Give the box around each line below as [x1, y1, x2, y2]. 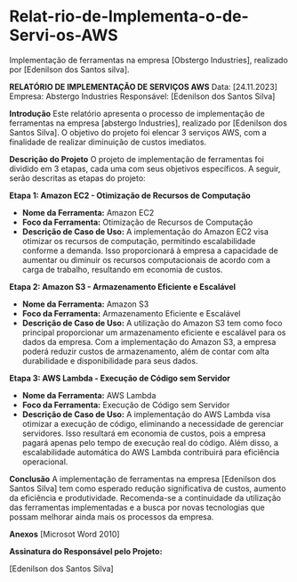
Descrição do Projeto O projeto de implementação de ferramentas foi [9, 153, 265, 164]
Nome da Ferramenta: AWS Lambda [21, 389, 157, 400]
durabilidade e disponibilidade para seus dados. [21, 355, 198, 366]
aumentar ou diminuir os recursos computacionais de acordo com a [21, 254, 271, 265]
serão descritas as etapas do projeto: [9, 172, 146, 184]
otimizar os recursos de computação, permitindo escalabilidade [21, 235, 256, 246]
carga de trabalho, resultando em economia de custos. [21, 264, 223, 275]
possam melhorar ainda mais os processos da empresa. [9, 511, 214, 522]
